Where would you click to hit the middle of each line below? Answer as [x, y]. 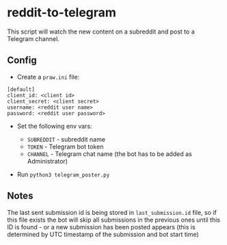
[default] [21, 89]
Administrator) [48, 161]
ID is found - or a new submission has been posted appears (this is [102, 227]
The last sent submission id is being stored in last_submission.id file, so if [112, 212]
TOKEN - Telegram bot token [65, 146]
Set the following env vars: [54, 126]
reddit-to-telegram [62, 13]
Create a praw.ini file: [48, 77]
